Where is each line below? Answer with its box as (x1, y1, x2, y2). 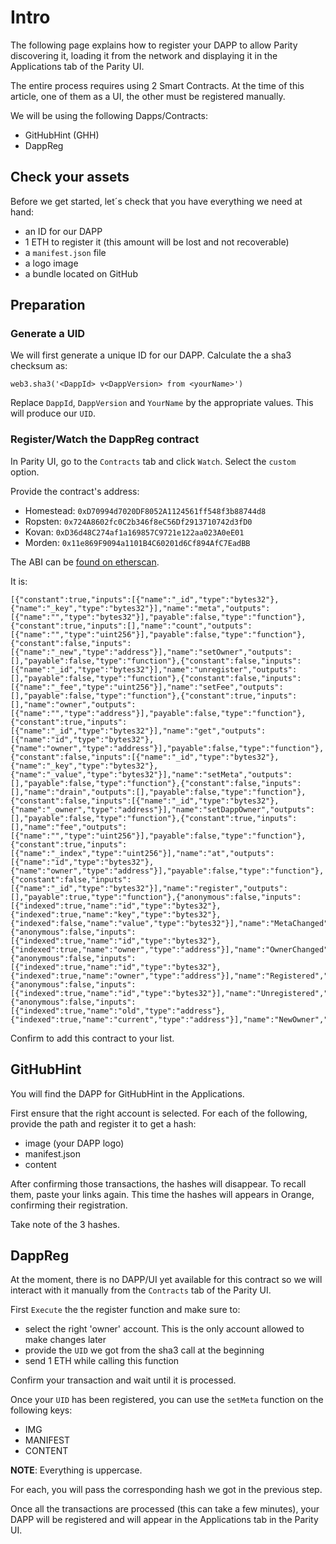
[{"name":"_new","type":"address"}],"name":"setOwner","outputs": (10, 647, 293, 657)
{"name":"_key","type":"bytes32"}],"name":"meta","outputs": (10, 603, 271, 613)
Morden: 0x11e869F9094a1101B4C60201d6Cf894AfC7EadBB (24, 536, 251, 548)
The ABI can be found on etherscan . (10, 556, 160, 568)
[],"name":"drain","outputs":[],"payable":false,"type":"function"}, (10, 787, 307, 797)
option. (10, 466, 40, 478)
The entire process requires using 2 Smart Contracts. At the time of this (10, 79, 305, 91)
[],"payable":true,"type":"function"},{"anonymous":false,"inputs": (10, 892, 302, 902)
